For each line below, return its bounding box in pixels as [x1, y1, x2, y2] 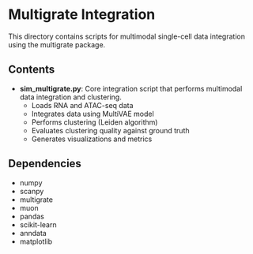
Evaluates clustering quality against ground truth [31, 125, 190, 135]
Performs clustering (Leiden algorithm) [31, 117, 158, 127]
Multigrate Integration [8, 6, 156, 24]
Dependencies [8, 157, 81, 170]
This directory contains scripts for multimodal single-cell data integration [8, 32, 245, 41]
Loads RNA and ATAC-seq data [31, 100, 134, 110]
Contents [8, 63, 55, 77]
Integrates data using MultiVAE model [31, 109, 154, 118]
